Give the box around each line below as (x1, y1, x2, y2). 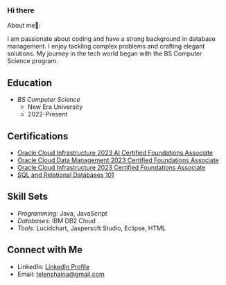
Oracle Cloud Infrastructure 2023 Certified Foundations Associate (17, 163, 206, 171)
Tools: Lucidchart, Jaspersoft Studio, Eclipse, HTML (17, 224, 166, 232)
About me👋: (7, 21, 42, 30)
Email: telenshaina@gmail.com (17, 270, 105, 278)
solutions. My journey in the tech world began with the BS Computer (7, 49, 202, 58)
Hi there (7, 6, 35, 15)
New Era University (27, 103, 83, 111)
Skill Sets (7, 191, 49, 202)
